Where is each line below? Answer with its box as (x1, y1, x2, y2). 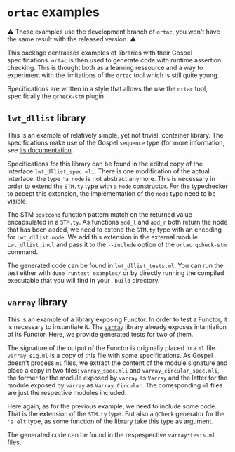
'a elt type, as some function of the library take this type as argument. (7, 417, 214, 425)
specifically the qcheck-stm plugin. (7, 92, 106, 100)
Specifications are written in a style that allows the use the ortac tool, (7, 84, 208, 93)
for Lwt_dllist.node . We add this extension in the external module (7, 232, 199, 241)
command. (7, 247, 39, 256)
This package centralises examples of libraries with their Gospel (7, 48, 193, 57)
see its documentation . (7, 145, 74, 154)
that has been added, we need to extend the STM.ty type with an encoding (7, 225, 222, 234)
